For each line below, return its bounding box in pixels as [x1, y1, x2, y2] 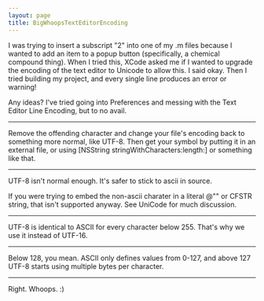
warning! [8, 82, 37, 91]
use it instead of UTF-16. [8, 230, 88, 240]
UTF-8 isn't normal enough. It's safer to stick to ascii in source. [8, 176, 212, 185]
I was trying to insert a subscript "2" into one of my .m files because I [8, 40, 233, 50]
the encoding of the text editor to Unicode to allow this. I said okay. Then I [8, 65, 247, 75]
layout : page [8, 11, 51, 20]
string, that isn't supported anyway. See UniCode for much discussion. [8, 200, 237, 209]
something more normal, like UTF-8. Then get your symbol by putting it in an [8, 137, 256, 146]
